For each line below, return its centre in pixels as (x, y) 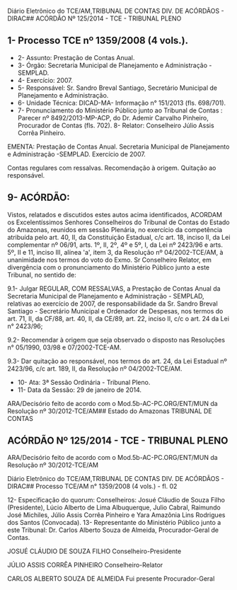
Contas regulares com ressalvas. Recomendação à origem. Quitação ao (112, 168)
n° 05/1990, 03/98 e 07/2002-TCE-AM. (64, 347)
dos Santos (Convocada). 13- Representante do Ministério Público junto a (114, 523)
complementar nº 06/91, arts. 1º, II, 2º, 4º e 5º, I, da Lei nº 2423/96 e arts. (115, 245)
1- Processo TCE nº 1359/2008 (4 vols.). (98, 41)
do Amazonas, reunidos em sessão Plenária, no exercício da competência (115, 229)
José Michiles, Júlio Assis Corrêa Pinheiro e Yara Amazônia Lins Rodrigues (116, 515)
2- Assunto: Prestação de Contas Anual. (76, 57)
